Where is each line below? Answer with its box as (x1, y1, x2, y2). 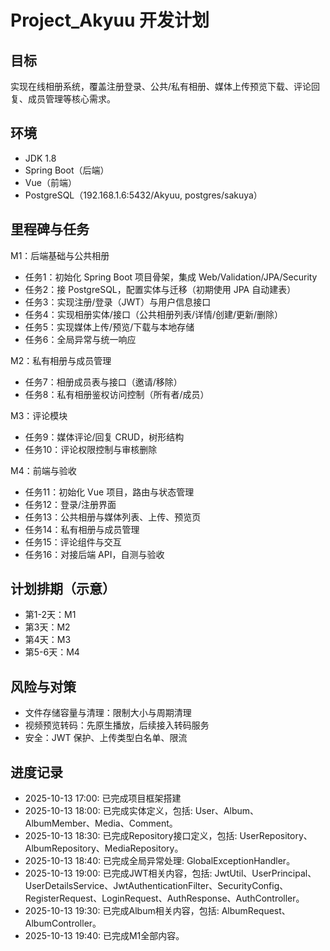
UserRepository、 (239, 830, 313, 842)
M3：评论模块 (10, 409, 68, 421)
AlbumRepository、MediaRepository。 (24, 842, 184, 855)
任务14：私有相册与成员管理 (24, 523, 140, 535)
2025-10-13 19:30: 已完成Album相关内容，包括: (24, 905, 220, 917)
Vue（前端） (24, 176, 77, 188)
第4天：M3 (24, 634, 72, 646)
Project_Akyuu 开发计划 (10, 9, 210, 32)
